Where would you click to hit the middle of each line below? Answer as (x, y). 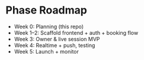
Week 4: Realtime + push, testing (55, 45)
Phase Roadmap (46, 10)
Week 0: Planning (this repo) (49, 26)
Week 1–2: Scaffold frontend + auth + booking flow (76, 32)
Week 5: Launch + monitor (47, 51)
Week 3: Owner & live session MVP (57, 39)
